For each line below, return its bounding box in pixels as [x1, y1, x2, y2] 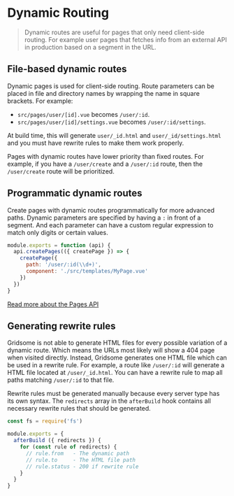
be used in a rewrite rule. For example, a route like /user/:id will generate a [7, 361, 225, 369]
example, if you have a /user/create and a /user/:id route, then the [7, 160, 203, 168]
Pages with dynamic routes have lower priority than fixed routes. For [7, 152, 204, 160]
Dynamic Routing [7, 5, 110, 21]
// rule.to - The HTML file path [25, 456, 136, 463]
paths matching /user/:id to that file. [7, 376, 115, 384]
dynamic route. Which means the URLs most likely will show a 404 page [7, 346, 215, 355]
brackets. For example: [7, 97, 73, 105]
